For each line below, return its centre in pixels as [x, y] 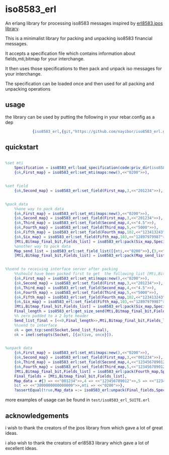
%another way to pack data [43, 246]
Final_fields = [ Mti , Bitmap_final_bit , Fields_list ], [71, 376]
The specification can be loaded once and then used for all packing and [80, 84]
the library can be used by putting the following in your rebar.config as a [80, 117]
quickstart [22, 147]
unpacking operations [28, 89]
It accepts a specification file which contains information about [70, 53]
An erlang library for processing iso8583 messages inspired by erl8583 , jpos [84, 23]
